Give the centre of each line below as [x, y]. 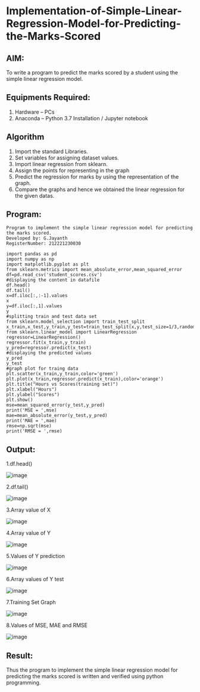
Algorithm [25, 137]
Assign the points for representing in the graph [72, 170]
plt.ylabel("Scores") [33, 395]
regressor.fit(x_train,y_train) [46, 343]
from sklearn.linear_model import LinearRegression [71, 332]
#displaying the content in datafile [53, 280]
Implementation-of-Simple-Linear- [94, 11]
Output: [21, 449]
